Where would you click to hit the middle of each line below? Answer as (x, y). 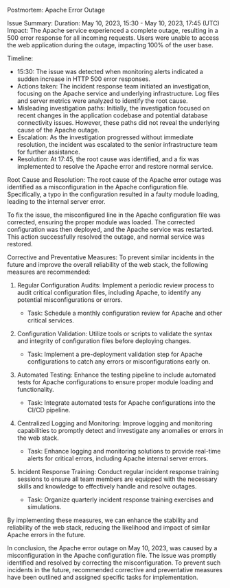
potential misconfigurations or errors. (70, 300)
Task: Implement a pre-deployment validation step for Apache (115, 354)
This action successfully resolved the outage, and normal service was (106, 237)
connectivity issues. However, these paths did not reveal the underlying (118, 122)
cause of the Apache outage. (58, 130)
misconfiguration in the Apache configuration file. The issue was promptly (112, 555)
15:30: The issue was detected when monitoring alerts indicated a (110, 72)
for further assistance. (48, 152)
